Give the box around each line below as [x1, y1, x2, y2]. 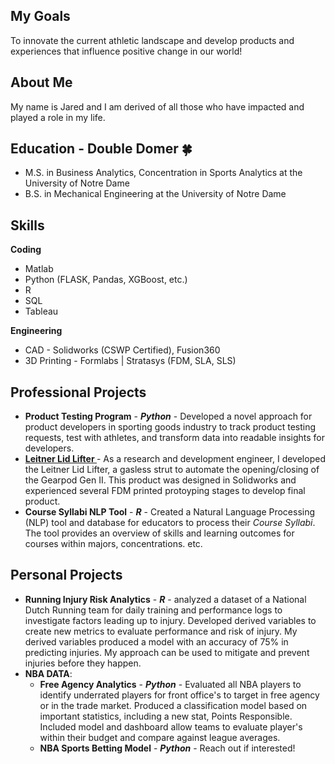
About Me [10, 74, 73, 91]
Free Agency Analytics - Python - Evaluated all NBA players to [39, 678, 302, 690]
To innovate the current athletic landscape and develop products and [10, 34, 295, 46]
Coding [10, 244, 42, 256]
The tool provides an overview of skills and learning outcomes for [24, 527, 295, 539]
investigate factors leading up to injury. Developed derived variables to [24, 614, 317, 626]
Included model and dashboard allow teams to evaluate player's [39, 720, 303, 733]
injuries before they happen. [24, 657, 142, 669]
